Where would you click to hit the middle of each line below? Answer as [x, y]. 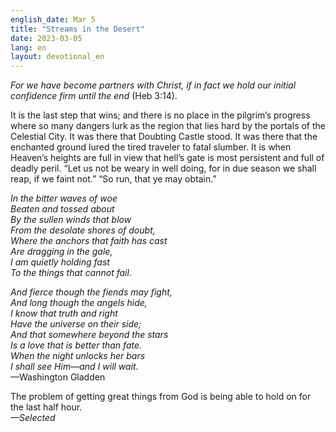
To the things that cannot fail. [71, 273]
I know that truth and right [64, 313]
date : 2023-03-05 [46, 38]
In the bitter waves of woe [64, 198]
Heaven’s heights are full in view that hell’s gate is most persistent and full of [167, 158]
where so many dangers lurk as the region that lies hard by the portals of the [168, 126]
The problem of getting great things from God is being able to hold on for [161, 397]
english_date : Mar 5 [53, 19]
